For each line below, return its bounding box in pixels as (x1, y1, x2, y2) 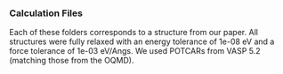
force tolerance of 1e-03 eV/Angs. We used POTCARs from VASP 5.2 (9, 46, 261, 56)
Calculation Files (9, 7, 83, 19)
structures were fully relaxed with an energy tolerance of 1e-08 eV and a (9, 36, 275, 47)
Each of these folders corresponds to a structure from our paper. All (9, 27, 258, 38)
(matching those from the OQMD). (9, 55, 134, 66)
